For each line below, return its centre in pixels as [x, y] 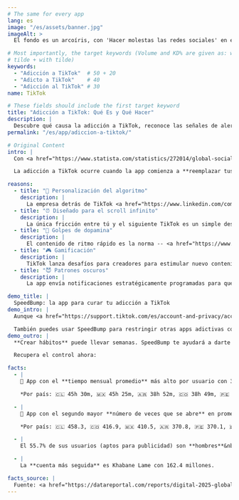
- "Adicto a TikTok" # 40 [57, 80]
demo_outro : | [28, 335]
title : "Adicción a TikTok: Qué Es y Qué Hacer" [81, 113]
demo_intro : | [28, 310]
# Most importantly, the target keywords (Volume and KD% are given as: [117, 53]
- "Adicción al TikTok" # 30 [57, 86]
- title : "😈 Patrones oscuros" [61, 270]
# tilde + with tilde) [41, 60]
